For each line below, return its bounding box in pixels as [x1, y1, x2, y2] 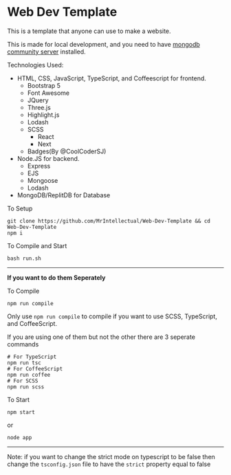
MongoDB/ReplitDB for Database [16, 190, 111, 199]
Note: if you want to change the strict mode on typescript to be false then [7, 452, 215, 461]
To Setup [7, 204, 33, 212]
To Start [7, 395, 30, 404]
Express [27, 162, 51, 170]
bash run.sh [7, 255, 41, 262]
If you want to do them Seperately [7, 273, 106, 282]
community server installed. [7, 47, 86, 56]
